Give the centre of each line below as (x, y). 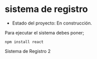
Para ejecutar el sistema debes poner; (44, 32)
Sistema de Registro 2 (28, 51)
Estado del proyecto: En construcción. (52, 23)
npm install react (24, 42)
